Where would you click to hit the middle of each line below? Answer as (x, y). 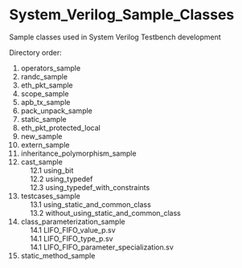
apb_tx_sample (45, 102)
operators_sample (51, 68)
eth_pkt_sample (47, 85)
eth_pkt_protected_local (61, 128)
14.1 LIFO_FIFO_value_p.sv (73, 229)
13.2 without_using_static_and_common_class (106, 213)
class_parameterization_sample (73, 221)
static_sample (43, 119)
